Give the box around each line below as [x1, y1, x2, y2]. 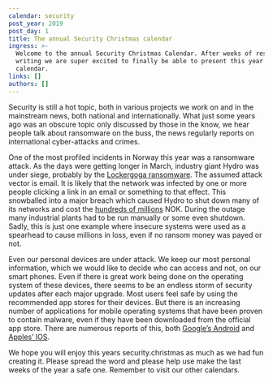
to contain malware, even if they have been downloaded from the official [8, 314, 251, 325]
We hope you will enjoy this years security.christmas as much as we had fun [8, 347, 264, 357]
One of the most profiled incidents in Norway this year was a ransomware [8, 152, 255, 162]
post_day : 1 [8, 27, 49, 35]
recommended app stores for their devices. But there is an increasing [8, 297, 241, 307]
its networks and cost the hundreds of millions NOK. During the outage [8, 204, 245, 213]
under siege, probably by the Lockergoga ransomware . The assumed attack [8, 170, 262, 179]
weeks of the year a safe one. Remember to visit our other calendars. [8, 364, 240, 374]
